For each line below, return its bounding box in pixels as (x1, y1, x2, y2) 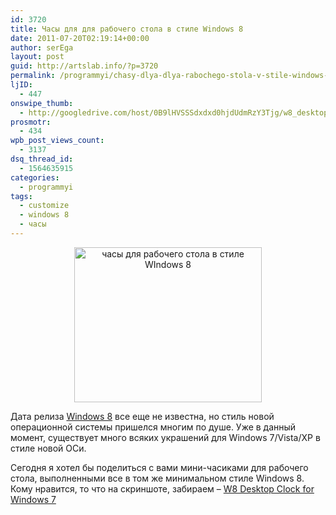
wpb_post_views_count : (10, 136, 105, 146)
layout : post (10, 52, 65, 62)
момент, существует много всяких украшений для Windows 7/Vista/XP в (10, 431, 321, 443)
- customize (19, 201, 70, 211)
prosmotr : (10, 117, 52, 127)
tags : (10, 191, 33, 201)
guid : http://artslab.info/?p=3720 (10, 61, 159, 71)
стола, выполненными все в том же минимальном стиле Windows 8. (10, 472, 305, 484)
